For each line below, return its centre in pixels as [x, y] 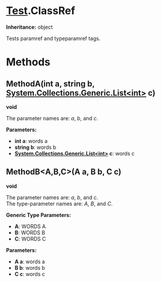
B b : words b [30, 267]
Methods [28, 62]
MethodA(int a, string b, [50, 84]
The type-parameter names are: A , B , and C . [59, 203]
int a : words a [31, 141]
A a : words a [30, 261]
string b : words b [35, 147]
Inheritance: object [29, 27]
